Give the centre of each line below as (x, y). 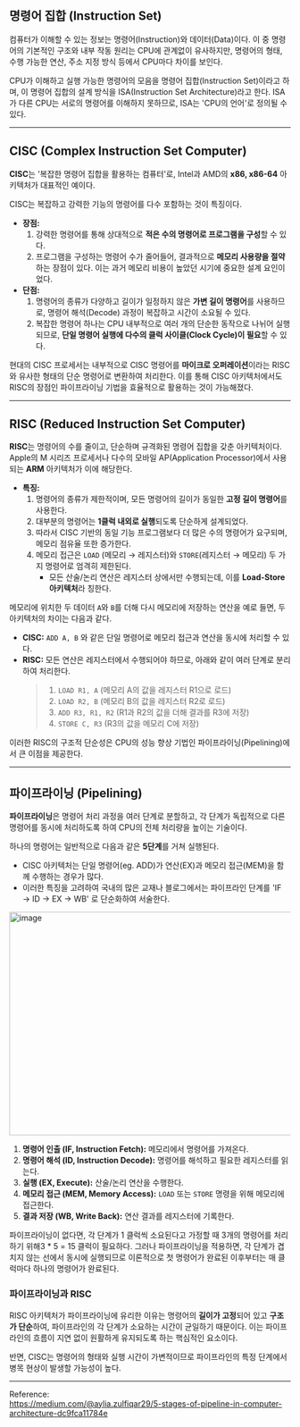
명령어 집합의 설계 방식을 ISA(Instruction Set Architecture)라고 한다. (150, 91)
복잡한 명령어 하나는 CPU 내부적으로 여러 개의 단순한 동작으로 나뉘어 (154, 323)
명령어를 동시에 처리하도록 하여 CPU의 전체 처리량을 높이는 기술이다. (128, 827)
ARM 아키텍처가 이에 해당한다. (79, 469)
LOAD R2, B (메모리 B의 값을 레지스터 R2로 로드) (142, 701)
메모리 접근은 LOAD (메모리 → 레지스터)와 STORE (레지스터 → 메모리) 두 (156, 555)
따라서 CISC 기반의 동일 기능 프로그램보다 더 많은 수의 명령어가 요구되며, (161, 533)
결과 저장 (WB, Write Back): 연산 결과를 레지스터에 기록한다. (128, 1216)
